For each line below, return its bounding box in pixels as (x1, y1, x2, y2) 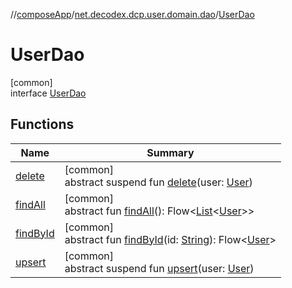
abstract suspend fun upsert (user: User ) (64, 261, 255, 275)
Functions (10, 116, 75, 133)
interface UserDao (10, 87, 87, 99)
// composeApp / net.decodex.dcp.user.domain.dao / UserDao (10, 9, 255, 20)
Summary (146, 145, 195, 159)
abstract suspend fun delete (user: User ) (64, 175, 253, 189)
